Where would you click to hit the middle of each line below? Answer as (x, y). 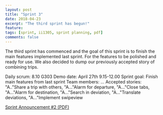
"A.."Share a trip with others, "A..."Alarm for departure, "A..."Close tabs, (77, 87)
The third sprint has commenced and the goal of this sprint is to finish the (80, 51)
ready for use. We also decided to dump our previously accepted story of (80, 62)
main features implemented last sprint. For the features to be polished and (81, 56)
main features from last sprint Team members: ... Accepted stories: (74, 81)
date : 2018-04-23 (23, 19)
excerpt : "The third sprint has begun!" (48, 23)
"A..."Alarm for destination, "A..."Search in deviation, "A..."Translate (73, 92)
